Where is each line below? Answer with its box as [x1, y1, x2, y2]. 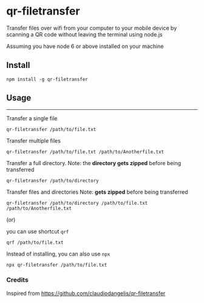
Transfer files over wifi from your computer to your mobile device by [6, 24, 177, 32]
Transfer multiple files [6, 137, 61, 144]
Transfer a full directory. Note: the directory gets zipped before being [6, 159, 182, 166]
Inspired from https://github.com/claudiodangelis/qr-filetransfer [6, 290, 166, 297]
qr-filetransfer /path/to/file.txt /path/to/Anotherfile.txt [6, 149, 165, 155]
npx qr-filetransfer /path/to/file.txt [6, 262, 107, 268]
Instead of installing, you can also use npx [6, 250, 110, 257]
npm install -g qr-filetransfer [6, 76, 88, 83]
